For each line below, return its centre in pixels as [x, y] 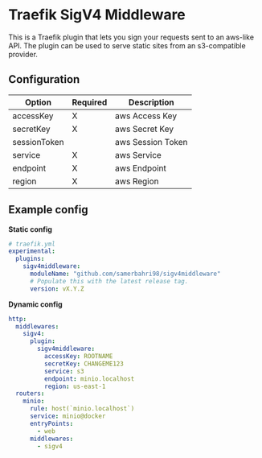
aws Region [137, 181]
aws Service [139, 155]
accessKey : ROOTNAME [78, 357]
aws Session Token [151, 142]
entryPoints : [51, 423]
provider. [23, 54]
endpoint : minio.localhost [89, 379]
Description [151, 102]
